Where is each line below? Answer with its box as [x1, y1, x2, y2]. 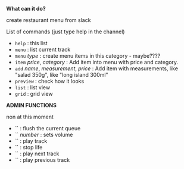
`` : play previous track [14, 157, 70, 163]
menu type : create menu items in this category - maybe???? [14, 52, 161, 59]
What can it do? [6, 5, 46, 12]
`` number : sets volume [14, 131, 73, 138]
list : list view [14, 84, 51, 91]
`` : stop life [14, 144, 43, 151]
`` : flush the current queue [14, 125, 81, 132]
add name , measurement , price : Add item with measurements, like [14, 65, 179, 72]
